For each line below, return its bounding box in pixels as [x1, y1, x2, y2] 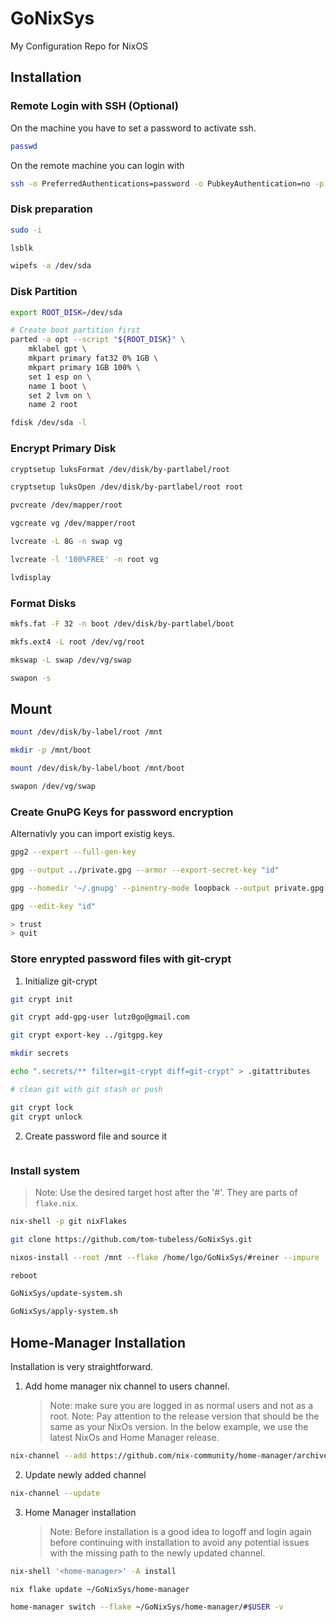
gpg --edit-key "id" [10, 901, 97, 911]
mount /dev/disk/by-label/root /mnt [10, 727, 163, 737]
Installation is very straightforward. [10, 1360, 154, 1372]
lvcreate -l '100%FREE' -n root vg [10, 554, 159, 564]
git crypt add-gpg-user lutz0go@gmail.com [10, 1012, 190, 1022]
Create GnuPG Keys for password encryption [10, 805, 234, 819]
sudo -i [10, 225, 43, 235]
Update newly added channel [24, 1468, 147, 1481]
